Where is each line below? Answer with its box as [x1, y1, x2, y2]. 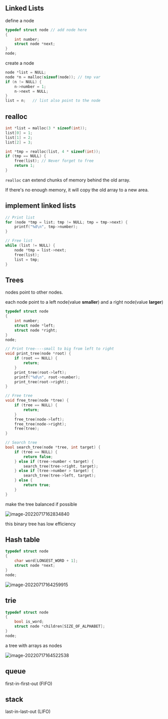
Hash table [5, 535, 40, 544]
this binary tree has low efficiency [5, 521, 76, 527]
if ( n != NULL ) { [5, 79, 42, 84]
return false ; [23, 454, 53, 459]
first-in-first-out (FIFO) [5, 680, 53, 687]
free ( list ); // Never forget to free [14, 158, 94, 164]
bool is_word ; [14, 619, 44, 624]
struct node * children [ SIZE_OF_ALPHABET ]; [14, 624, 105, 629]
